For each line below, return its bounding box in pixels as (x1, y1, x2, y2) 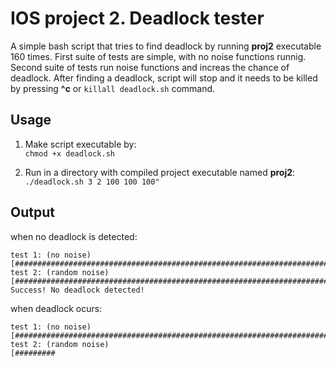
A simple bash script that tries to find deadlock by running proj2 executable (10, 40, 322, 52)
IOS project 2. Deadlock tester (10, 7, 265, 30)
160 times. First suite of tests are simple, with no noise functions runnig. (10, 50, 307, 62)
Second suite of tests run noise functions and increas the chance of (10, 61, 290, 73)
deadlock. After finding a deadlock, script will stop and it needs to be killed (10, 72, 318, 84)
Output (10, 204, 55, 221)
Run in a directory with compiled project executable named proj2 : (24, 166, 296, 178)
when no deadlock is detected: (10, 230, 138, 242)
